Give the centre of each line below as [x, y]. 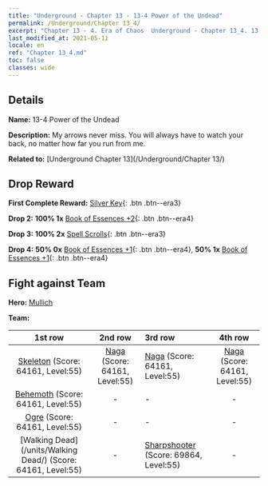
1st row [49, 338]
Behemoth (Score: [49, 394]
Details [26, 100]
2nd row [115, 338]
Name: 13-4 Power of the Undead [64, 119]
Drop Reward [41, 183]
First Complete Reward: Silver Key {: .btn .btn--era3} [95, 203]
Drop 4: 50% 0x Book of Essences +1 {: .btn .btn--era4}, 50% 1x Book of [128, 249]
